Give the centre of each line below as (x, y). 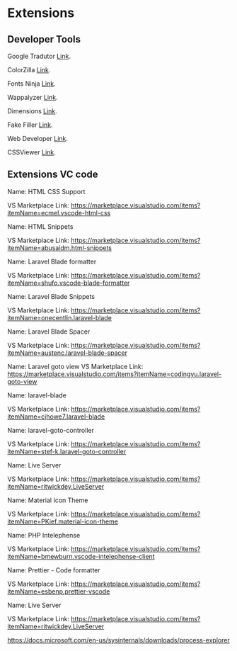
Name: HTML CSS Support (46, 191)
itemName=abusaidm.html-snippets (59, 248)
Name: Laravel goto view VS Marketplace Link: (75, 366)
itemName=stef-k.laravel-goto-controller (67, 451)
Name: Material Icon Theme (48, 500)
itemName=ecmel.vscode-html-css (59, 213)
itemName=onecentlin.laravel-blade (59, 317)
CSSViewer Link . (32, 152)
